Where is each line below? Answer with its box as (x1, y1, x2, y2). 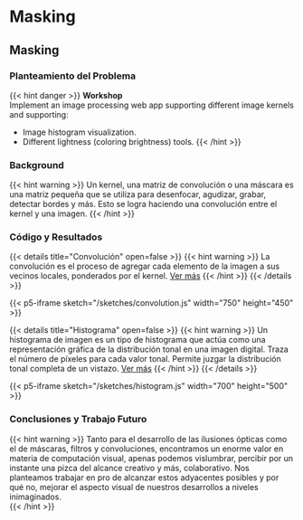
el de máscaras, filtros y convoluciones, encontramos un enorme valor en (9, 443, 284, 454)
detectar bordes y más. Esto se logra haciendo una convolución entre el (9, 199, 278, 210)
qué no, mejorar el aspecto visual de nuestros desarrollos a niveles (9, 481, 260, 492)
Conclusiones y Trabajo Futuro (9, 413, 147, 426)
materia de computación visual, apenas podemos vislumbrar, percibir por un (9, 452, 294, 463)
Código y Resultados (9, 231, 103, 243)
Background (9, 158, 65, 171)
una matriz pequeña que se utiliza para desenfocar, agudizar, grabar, (9, 189, 267, 200)
